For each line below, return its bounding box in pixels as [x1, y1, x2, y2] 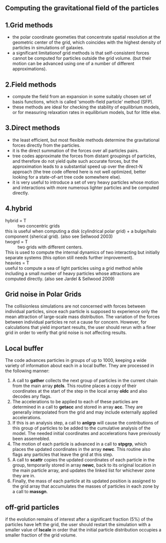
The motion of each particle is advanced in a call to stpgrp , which [12, 441, 147, 447]
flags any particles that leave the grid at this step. [12, 451, 113, 457]
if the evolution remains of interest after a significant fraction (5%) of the [5, 516, 153, 522]
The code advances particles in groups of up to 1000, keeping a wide [5, 357, 147, 363]
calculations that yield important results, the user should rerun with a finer [5, 325, 156, 330]
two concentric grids [17, 222, 60, 228]
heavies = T [5, 260, 30, 266]
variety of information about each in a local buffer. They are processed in [5, 363, 155, 369]
